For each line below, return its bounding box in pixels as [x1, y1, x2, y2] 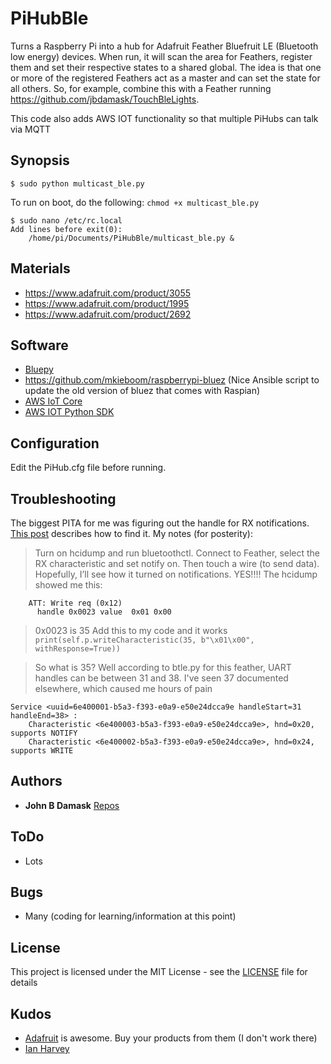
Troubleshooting [10, 490, 117, 507]
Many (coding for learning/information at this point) [24, 910, 237, 922]
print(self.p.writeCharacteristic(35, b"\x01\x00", [34, 635, 255, 645]
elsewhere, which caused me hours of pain [34, 683, 213, 694]
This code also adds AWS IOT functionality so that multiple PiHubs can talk [10, 112, 319, 124]
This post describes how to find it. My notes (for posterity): [10, 528, 254, 539]
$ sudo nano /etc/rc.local [10, 215, 123, 226]
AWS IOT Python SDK [24, 406, 115, 418]
